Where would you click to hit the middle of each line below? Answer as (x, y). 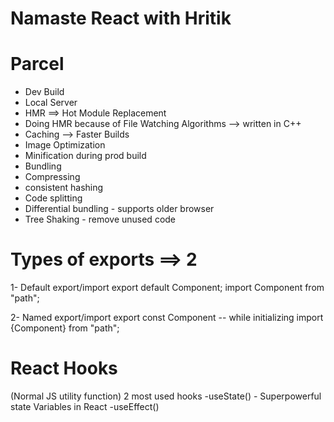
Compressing (52, 177)
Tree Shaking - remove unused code (100, 219)
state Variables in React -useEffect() (85, 406)
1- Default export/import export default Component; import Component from (167, 288)
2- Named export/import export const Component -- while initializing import (167, 318)
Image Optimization (65, 145)
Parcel (37, 64)
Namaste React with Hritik (121, 18)
